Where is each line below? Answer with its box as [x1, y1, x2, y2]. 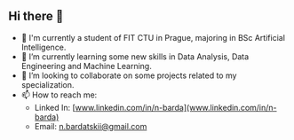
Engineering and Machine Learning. [20, 60, 152, 71]
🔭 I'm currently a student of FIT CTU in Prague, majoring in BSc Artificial [20, 32, 286, 43]
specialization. [20, 79, 75, 89]
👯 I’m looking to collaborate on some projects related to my [20, 70, 237, 81]
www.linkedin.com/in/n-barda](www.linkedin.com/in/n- [75, 102, 277, 113]
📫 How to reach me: [20, 89, 98, 100]
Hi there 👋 [8, 9, 64, 24]
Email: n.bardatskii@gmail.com [34, 121, 147, 131]
